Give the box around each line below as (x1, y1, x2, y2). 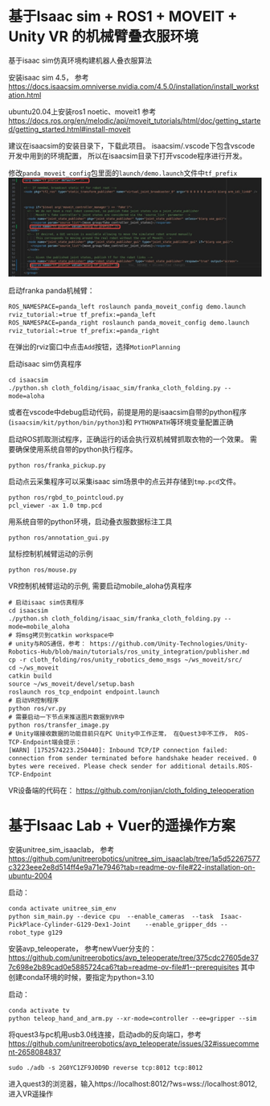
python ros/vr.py (8, 704, 67, 712)
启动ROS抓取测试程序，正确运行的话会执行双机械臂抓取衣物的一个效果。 (8, 434, 248, 444)
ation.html (8, 90, 42, 100)
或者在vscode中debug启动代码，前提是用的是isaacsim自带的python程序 (8, 407, 247, 416)
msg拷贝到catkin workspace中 (21, 631, 114, 639)
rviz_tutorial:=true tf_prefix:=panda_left (8, 310, 157, 318)
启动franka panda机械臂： (8, 285, 95, 295)
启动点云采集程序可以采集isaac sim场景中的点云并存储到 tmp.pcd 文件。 (8, 476, 241, 486)
